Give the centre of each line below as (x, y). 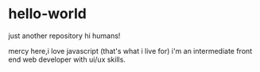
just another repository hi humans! (64, 36)
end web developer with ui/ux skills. (67, 59)
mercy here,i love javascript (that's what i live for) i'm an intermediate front (130, 51)
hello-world (48, 14)
